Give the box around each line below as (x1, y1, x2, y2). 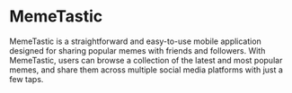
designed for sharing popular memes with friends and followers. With (9, 45, 266, 55)
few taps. (9, 73, 44, 84)
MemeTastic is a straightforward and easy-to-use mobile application (9, 36, 262, 46)
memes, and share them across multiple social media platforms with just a (9, 64, 283, 75)
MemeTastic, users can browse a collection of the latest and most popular (9, 55, 283, 65)
